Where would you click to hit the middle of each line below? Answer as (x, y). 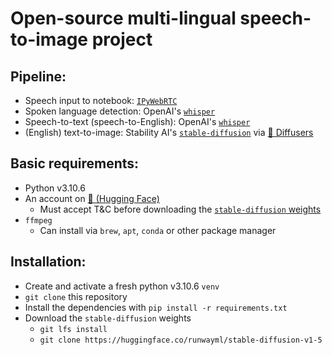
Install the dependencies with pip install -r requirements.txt (156, 307)
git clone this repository (76, 296)
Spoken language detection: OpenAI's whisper (120, 111)
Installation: (48, 262)
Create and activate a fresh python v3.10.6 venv (122, 286)
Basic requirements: (75, 163)
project (122, 39)
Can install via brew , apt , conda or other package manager (158, 230)
